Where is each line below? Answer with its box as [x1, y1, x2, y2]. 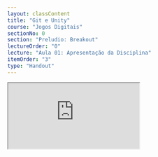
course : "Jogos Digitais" [7, 23, 82, 30]
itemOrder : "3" [7, 56, 52, 63]
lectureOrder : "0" [7, 43, 61, 50]
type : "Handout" [7, 62, 55, 69]
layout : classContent [7, 10, 71, 18]
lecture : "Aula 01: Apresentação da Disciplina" [7, 50, 152, 57]
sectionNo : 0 [7, 29, 45, 37]
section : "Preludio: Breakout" [7, 36, 99, 43]
